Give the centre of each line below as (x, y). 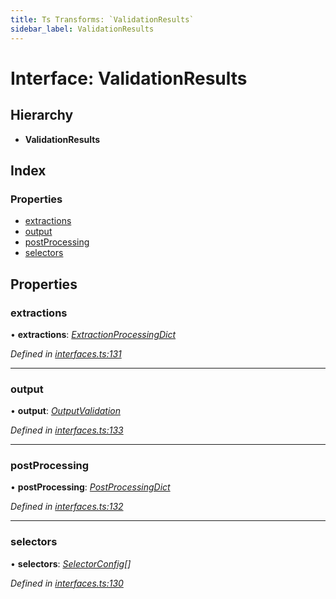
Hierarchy (42, 115)
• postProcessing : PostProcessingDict (90, 487)
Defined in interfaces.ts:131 (66, 353)
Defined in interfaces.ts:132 (67, 507)
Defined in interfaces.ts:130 (67, 583)
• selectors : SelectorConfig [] (71, 563)
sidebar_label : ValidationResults (82, 29)
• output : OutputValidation (65, 411)
